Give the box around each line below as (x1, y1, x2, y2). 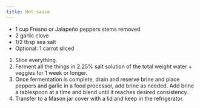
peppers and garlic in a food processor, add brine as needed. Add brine (15, 82, 195, 89)
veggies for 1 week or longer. (15, 69, 88, 76)
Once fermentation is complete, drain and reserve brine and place (15, 75, 180, 83)
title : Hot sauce (6, 8, 50, 15)
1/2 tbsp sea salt (15, 38, 56, 45)
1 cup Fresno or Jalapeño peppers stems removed (15, 25, 141, 33)
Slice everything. (15, 56, 58, 63)
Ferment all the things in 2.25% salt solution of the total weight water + (15, 63, 193, 70)
